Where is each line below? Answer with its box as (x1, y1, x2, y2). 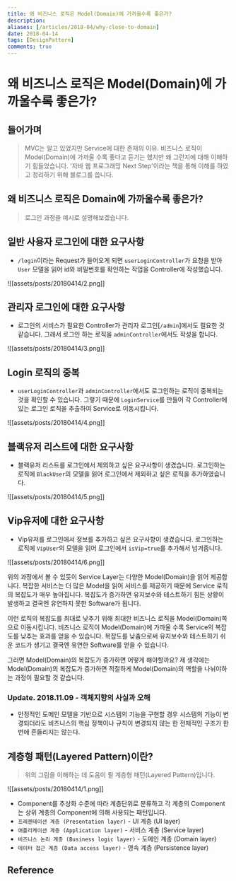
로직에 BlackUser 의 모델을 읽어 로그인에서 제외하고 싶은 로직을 (17, 469, 190, 478)
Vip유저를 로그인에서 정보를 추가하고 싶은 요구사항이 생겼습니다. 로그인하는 (17, 535, 224, 543)
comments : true (7, 43, 52, 50)
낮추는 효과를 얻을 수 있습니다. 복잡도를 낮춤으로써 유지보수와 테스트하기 (20, 631, 219, 640)
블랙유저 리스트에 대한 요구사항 (7, 440, 134, 453)
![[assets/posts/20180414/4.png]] (7, 419, 105, 427)
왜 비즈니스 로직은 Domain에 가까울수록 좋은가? (7, 193, 203, 205)
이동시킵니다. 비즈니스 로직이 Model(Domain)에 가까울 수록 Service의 (20, 623, 214, 631)
